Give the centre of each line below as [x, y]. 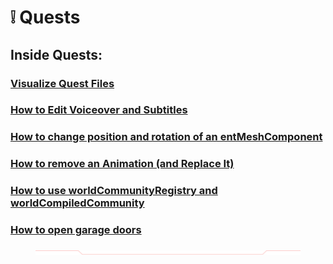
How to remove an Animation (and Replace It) [122, 164]
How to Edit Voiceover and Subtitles [99, 110]
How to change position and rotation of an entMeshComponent [166, 137]
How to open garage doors [76, 230]
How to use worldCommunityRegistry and [114, 191]
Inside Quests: [56, 54]
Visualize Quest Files [62, 83]
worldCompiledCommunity [77, 203]
